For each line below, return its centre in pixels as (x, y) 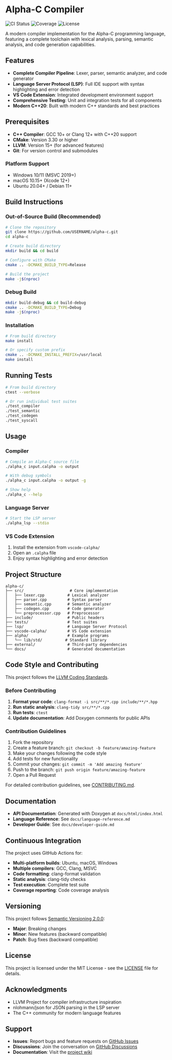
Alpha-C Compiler (45, 9)
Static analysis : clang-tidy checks (49, 879)
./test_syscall (22, 421)
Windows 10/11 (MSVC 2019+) (44, 175)
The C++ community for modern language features (67, 1013)
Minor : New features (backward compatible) (60, 934)
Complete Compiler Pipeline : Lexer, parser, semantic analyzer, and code (90, 73)
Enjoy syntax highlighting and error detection (60, 558)
